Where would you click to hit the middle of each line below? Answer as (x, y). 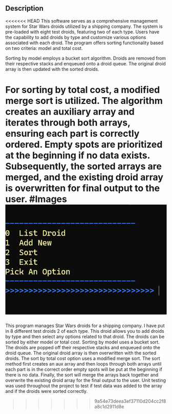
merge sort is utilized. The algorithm (84, 101)
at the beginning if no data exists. (78, 155)
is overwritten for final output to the (83, 188)
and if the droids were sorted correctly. (47, 391)
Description (24, 8)
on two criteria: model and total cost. (44, 48)
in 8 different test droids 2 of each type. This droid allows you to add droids (85, 331)
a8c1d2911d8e (109, 406)
